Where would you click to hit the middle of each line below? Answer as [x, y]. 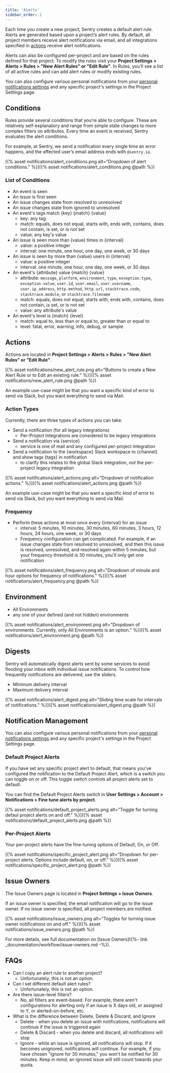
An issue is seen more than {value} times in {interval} [68, 240]
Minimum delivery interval [40, 684]
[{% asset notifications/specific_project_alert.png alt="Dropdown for [77, 854]
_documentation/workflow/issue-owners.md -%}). [58, 944]
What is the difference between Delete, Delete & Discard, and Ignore [84, 1016]
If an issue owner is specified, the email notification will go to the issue [79, 903]
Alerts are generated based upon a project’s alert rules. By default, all [78, 35]
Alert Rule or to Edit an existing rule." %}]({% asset [58, 375]
